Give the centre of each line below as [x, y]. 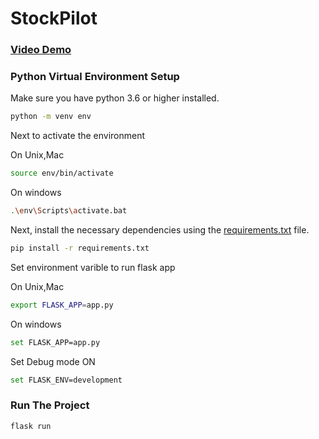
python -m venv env [51, 117]
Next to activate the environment [78, 136]
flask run [31, 426]
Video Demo [41, 50]
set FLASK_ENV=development [66, 380]
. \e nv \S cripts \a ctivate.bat [69, 211]
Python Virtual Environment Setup [95, 77]
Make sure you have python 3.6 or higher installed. [115, 98]
